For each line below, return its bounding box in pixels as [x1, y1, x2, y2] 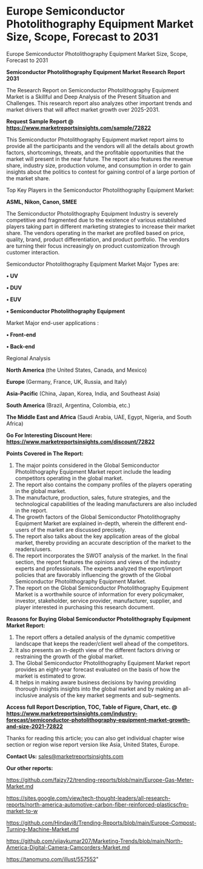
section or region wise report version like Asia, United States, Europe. [6, 741, 180, 748]
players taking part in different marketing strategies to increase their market [6, 223, 195, 230]
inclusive [15, 691, 38, 699]
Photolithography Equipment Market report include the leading [15, 468, 171, 475]
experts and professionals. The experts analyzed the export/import [15, 565, 182, 572]
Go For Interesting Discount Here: [6, 431, 93, 438]
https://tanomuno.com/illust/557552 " [6, 855, 99, 863]
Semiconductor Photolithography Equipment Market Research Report [6, 68, 185, 75]
